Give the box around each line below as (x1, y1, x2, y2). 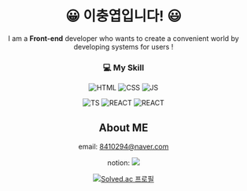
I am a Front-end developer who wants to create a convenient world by (8, 33, 239, 43)
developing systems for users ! (73, 42, 174, 51)
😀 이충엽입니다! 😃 (65, 7, 182, 25)
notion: (107, 158, 131, 167)
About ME (98, 121, 149, 134)
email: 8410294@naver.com (78, 142, 169, 152)
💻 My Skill (102, 62, 145, 73)
